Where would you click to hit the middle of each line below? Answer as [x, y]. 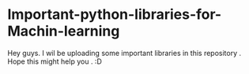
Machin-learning [64, 31]
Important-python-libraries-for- [115, 15]
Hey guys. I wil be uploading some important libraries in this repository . [124, 53]
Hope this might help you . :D [55, 61]
